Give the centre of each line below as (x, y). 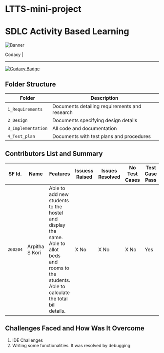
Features (60, 174)
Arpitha (36, 246)
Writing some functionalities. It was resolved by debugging (71, 345)
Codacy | (14, 54)
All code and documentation (84, 128)
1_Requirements (25, 109)
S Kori (34, 252)
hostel (56, 213)
